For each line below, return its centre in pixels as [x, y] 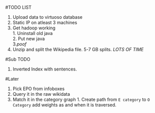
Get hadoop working [34, 28]
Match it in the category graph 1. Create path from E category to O [81, 99]
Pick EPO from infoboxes [38, 89]
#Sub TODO [18, 59]
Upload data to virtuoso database [47, 17]
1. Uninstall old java [33, 33]
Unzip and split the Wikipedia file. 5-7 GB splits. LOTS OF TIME [78, 49]
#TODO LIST [18, 7]
